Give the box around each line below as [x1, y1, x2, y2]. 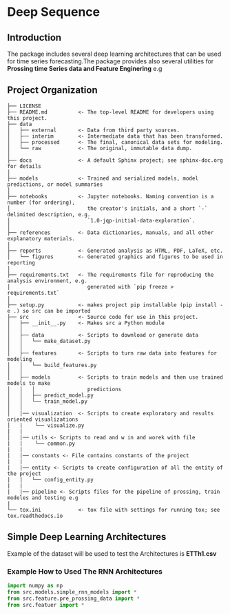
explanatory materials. [7, 235, 76, 242]
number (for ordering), [7, 199, 76, 206]
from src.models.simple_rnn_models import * [7, 588, 137, 596]
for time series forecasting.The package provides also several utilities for [7, 57, 214, 65]
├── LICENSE [7, 103, 41, 110]
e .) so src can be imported [7, 307, 91, 314]
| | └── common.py [7, 440, 76, 447]
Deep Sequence [7, 4, 101, 20]
